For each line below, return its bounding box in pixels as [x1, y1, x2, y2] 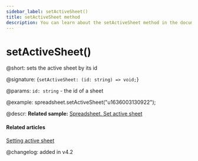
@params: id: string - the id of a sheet [6, 87, 104, 94]
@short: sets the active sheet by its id [6, 64, 98, 71]
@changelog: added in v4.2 [6, 148, 74, 155]
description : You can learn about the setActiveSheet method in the [6, 19, 178, 25]
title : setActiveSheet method [6, 14, 81, 20]
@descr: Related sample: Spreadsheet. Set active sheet [6, 110, 143, 117]
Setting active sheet [6, 137, 55, 144]
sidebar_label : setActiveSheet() [6, 8, 88, 15]
